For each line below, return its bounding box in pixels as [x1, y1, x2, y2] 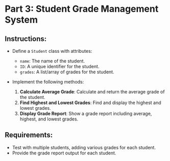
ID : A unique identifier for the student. [19, 64, 100, 69]
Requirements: [5, 131, 53, 139]
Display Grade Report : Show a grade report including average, [19, 111, 152, 116]
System [5, 14, 38, 26]
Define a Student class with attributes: [12, 48, 92, 54]
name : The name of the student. [19, 58, 85, 64]
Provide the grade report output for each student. [12, 150, 116, 156]
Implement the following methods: [12, 79, 84, 85]
